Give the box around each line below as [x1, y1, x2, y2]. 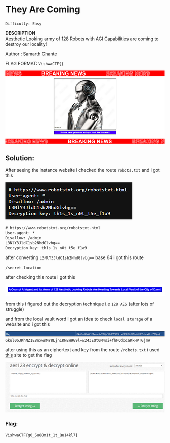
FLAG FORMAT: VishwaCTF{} [5, 60, 64, 66]
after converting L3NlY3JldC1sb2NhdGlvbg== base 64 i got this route [5, 254, 144, 261]
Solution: [5, 154, 34, 163]
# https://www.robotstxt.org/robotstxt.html [5, 226, 101, 231]
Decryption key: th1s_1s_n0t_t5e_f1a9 [5, 246, 87, 251]
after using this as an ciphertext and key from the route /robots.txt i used [5, 346, 160, 353]
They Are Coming [5, 4, 80, 15]
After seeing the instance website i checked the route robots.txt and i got [5, 167, 160, 173]
